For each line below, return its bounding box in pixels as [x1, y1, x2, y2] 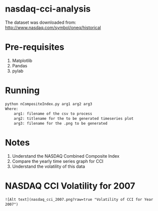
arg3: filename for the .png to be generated [14, 121, 108, 126]
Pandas [12, 63, 28, 68]
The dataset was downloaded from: [5, 19, 76, 25]
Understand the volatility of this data [12, 163, 85, 169]
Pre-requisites [5, 42, 65, 53]
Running [5, 85, 40, 96]
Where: [5, 106, 18, 111]
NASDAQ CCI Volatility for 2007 [5, 180, 135, 191]
